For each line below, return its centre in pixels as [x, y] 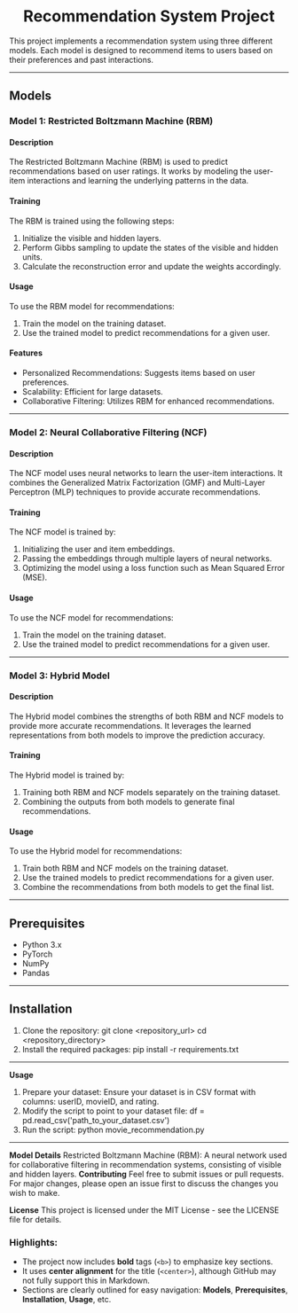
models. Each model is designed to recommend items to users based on [141, 50]
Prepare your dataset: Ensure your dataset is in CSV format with [139, 1091]
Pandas [36, 973]
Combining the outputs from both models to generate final [128, 801]
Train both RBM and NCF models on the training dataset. [125, 868]
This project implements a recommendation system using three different [141, 41]
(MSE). [35, 577]
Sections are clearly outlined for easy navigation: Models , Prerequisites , [155, 1290]
